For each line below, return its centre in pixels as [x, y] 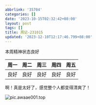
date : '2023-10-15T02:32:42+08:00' [41, 19]
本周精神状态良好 [22, 52]
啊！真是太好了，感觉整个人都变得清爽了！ [48, 87]
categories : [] [20, 14]
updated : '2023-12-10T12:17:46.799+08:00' [49, 37]
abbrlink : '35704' [24, 10]
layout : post [18, 23]
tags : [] [14, 28]
